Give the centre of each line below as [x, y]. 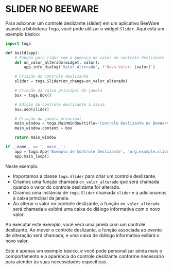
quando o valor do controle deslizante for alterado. [67, 187]
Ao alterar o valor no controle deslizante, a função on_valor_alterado [86, 203]
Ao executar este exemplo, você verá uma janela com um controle [75, 224]
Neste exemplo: [22, 166]
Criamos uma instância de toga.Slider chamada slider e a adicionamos [90, 192]
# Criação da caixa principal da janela [58, 91]
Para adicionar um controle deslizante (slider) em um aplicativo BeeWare [82, 23]
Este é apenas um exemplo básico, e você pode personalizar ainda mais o [84, 250]
